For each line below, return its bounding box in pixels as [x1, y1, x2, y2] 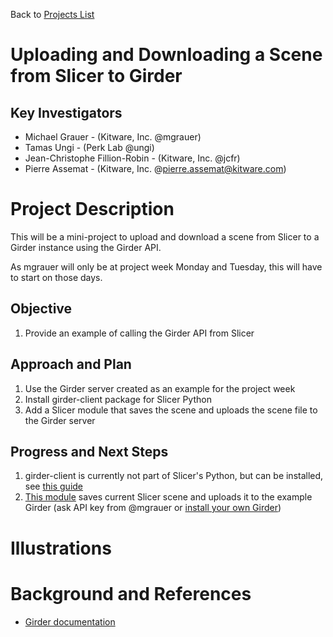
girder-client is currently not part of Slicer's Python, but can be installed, [24, 470, 324, 482]
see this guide [24, 480, 84, 493]
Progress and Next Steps [10, 443, 169, 460]
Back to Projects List [10, 9, 95, 20]
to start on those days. [10, 271, 103, 283]
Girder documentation [24, 615, 116, 628]
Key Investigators [10, 104, 123, 121]
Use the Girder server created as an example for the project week [24, 382, 296, 394]
